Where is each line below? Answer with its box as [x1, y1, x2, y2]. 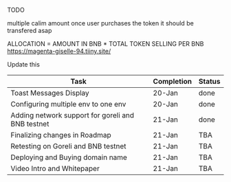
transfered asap [7, 27, 52, 34]
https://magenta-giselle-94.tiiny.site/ [7, 47, 111, 55]
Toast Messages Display [10, 89, 89, 98]
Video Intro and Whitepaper [10, 164, 100, 173]
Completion [153, 77, 192, 86]
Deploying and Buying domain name [10, 152, 127, 162]
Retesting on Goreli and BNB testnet [10, 141, 126, 150]
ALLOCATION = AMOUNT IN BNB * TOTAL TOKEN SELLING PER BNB [7, 40, 204, 47]
